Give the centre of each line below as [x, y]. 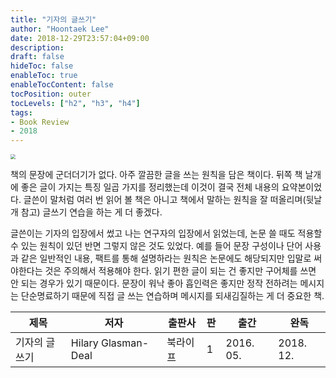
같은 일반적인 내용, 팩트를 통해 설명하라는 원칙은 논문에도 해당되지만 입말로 [166, 258]
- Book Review [40, 122]
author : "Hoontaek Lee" [60, 29]
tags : [21, 112]
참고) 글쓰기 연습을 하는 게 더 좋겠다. [91, 212]
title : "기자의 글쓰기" [53, 19]
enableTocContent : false [62, 85]
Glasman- [125, 343]
